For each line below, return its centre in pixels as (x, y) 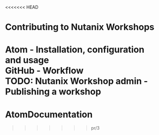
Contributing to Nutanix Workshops (80, 27)
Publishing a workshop (53, 92)
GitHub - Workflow (44, 71)
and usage (27, 60)
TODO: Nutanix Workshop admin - (77, 81)
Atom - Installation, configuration (75, 50)
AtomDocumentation (49, 114)
